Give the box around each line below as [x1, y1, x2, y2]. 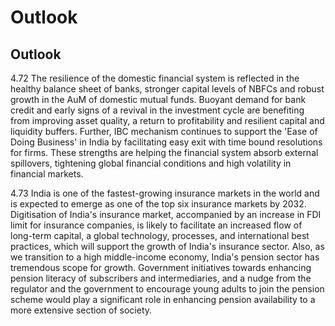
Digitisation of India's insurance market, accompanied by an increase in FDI [10, 209, 322, 220]
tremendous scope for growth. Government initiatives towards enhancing [10, 262, 312, 273]
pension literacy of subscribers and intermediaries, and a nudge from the [10, 272, 312, 284]
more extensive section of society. [10, 304, 153, 316]
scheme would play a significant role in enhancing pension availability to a [10, 294, 316, 305]
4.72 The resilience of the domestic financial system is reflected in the [10, 72, 300, 84]
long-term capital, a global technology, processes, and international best [10, 230, 310, 241]
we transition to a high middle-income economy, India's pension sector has [10, 251, 320, 263]
